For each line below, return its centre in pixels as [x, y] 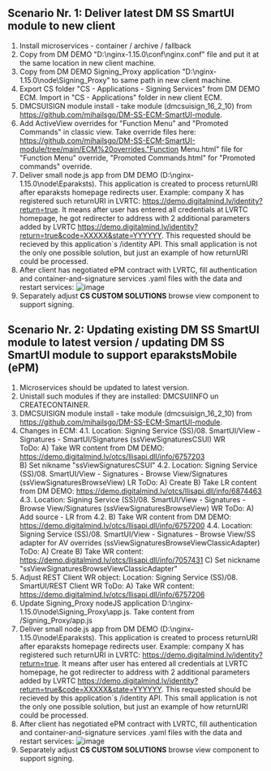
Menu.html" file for [212, 149]
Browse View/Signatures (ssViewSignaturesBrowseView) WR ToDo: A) [137, 508]
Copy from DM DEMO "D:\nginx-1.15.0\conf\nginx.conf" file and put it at [139, 54]
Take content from [164, 611]
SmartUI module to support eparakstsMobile [123, 355]
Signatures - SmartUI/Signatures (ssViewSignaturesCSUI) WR [122, 439]
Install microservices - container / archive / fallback [105, 45]
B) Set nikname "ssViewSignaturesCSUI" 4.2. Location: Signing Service [138, 465]
